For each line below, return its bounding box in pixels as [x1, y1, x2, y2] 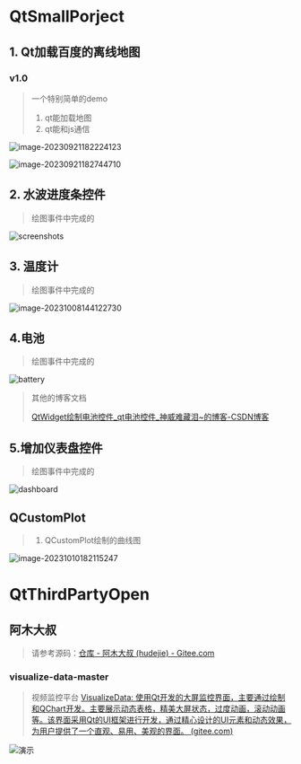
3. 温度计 [9, 259, 59, 275]
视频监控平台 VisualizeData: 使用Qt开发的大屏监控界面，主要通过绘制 [30, 692, 286, 703]
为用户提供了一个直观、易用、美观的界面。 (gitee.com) [30, 725, 234, 737]
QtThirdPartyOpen [9, 584, 150, 605]
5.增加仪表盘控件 [9, 440, 103, 455]
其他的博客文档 [30, 392, 87, 403]
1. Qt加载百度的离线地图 [9, 44, 141, 59]
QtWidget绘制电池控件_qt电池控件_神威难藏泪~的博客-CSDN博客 [30, 411, 270, 423]
